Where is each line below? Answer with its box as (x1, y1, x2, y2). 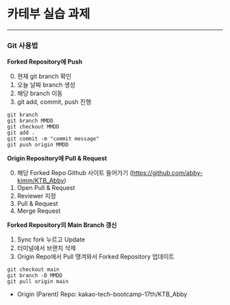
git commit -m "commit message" (7, 135, 99, 142)
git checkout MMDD (7, 124, 60, 131)
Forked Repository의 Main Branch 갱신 (7, 221, 117, 229)
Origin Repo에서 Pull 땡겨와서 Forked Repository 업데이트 (16, 252, 175, 261)
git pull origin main (7, 278, 69, 285)
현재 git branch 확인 (16, 72, 72, 81)
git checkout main (7, 266, 60, 274)
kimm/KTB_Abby (16, 176, 64, 185)
